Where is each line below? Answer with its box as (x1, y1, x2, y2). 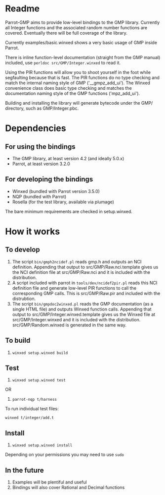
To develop (5, 246, 41, 254)
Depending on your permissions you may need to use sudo (5, 452, 124, 458)
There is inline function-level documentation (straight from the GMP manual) (5, 54, 161, 60)
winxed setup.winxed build (12, 350, 68, 355)
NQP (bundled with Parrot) (12, 193, 67, 199)
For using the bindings (5, 142, 76, 151)
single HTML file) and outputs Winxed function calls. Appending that (12, 306, 152, 312)
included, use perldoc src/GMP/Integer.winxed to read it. (5, 60, 121, 65)
